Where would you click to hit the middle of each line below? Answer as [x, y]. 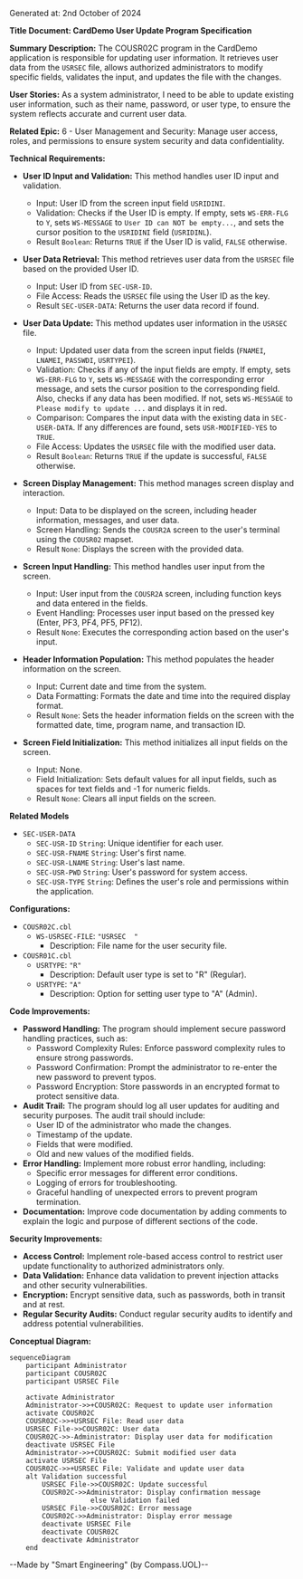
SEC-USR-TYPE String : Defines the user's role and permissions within [162, 881]
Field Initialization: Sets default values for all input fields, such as [156, 779]
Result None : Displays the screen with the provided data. [140, 549]
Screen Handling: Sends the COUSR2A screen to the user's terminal [158, 530]
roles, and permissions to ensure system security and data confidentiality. [147, 141]
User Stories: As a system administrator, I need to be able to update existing [151, 95]
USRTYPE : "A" [59, 984]
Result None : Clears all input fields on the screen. [126, 799]
